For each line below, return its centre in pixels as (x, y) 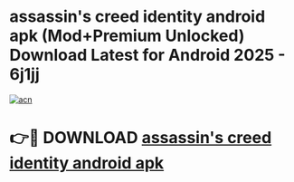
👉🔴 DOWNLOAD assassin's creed (141, 138)
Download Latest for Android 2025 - (147, 55)
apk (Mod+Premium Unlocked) (127, 36)
